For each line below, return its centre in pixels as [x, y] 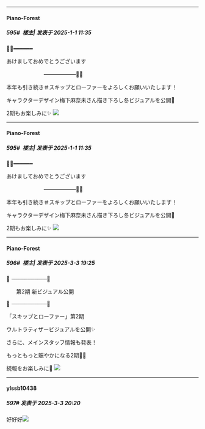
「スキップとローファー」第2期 [45, 316]
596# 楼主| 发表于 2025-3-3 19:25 [51, 263]
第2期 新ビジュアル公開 [45, 291]
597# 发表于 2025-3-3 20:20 [43, 403]
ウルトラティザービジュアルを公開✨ [51, 329]
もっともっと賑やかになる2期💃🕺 [46, 355]
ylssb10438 [22, 388]
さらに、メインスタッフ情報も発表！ [52, 342]
